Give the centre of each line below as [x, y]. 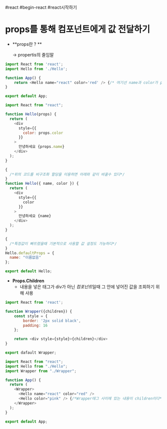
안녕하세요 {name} [35, 216]
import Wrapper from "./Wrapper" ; [41, 371]
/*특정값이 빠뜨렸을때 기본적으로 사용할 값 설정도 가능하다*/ [63, 244]
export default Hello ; [29, 271]
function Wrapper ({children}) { [39, 311]
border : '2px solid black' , [52, 321]
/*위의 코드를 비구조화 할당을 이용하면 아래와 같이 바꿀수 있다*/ [67, 174]
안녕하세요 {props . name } [41, 147]
